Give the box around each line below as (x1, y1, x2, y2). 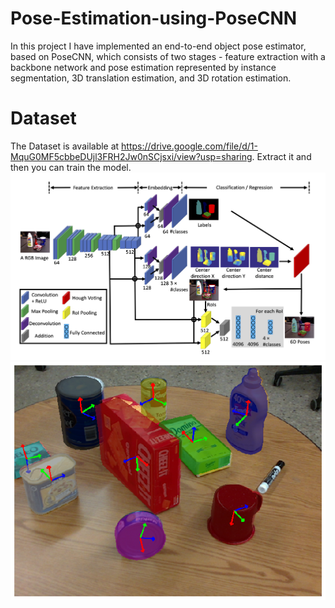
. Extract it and (251, 150, 312, 162)
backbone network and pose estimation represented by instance (10, 61, 277, 73)
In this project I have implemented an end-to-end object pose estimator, (10, 40, 307, 52)
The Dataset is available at (10, 140, 120, 152)
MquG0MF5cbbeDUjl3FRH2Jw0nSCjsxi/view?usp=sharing (10, 150, 253, 162)
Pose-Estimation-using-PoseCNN (10, 7, 298, 30)
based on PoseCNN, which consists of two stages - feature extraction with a (10, 50, 326, 62)
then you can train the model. (10, 161, 132, 173)
